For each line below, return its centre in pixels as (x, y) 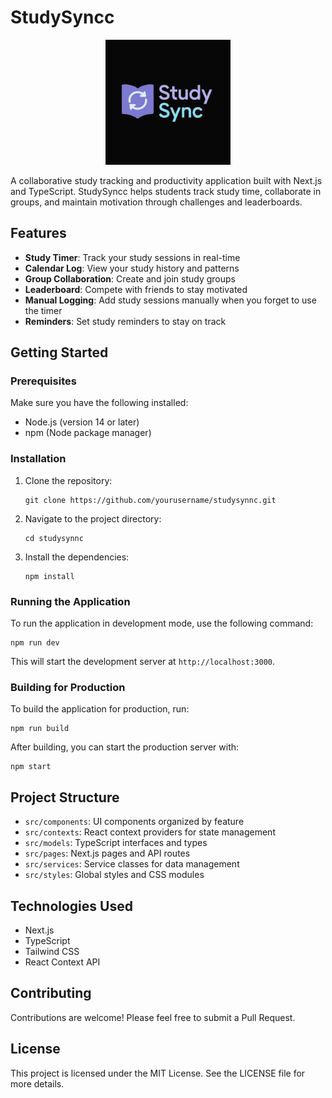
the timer (43, 310)
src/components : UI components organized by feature (134, 822)
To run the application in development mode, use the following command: (162, 623)
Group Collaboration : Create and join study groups (130, 278)
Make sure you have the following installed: (99, 403)
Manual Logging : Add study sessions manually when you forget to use (170, 300)
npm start (31, 767)
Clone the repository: (68, 480)
